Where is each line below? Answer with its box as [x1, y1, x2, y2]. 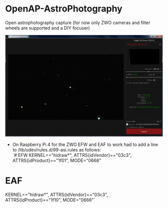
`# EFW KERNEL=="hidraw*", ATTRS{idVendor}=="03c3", [12, 152, 132, 158]
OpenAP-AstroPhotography [5, 3, 122, 15]
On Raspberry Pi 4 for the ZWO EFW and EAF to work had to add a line [12, 141, 158, 147]
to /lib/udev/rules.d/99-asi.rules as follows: [12, 146, 101, 153]
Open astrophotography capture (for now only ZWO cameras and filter [5, 20, 150, 26]
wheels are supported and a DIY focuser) [5, 25, 90, 31]
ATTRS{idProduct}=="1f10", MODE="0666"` [5, 196, 95, 203]
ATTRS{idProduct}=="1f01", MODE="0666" [12, 157, 101, 163]
